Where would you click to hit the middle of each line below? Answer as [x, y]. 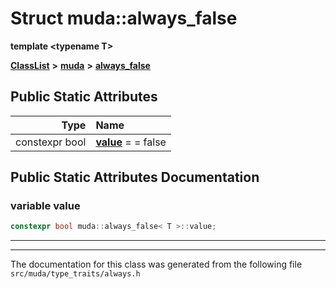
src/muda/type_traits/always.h [75, 274]
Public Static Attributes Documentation [135, 177]
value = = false [131, 142]
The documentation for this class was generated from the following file [156, 264]
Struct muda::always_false [124, 18]
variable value [45, 206]
